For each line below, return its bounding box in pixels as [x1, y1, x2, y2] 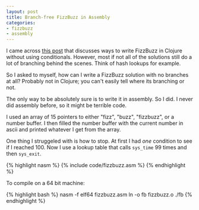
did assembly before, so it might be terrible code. [6, 102, 127, 109]
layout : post [6, 8, 39, 15]
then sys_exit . [6, 150, 42, 158]
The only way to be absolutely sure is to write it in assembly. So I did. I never [6, 96, 193, 103]
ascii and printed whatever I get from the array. [6, 126, 121, 133]
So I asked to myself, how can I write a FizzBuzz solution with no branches [6, 71, 189, 79]
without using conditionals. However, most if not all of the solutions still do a [6, 54, 192, 61]
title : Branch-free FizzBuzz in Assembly [6, 14, 110, 20]
